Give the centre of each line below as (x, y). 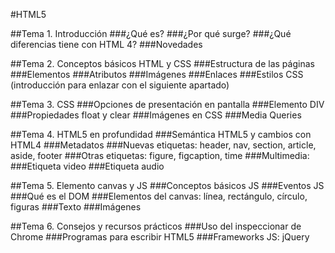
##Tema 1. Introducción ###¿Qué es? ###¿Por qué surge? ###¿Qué (151, 33)
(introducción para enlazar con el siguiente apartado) (120, 85)
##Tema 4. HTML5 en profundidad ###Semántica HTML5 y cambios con (161, 134)
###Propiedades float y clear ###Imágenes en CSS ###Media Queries (156, 115)
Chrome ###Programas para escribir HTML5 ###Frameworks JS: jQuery (160, 237)
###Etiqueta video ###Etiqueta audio (87, 166)
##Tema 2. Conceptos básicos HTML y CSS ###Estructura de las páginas (162, 63)
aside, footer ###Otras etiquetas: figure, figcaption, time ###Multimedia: (160, 155)
